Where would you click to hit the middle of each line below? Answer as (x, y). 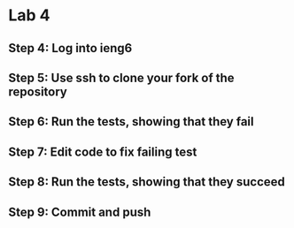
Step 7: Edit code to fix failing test (103, 152)
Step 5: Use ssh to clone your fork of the (122, 77)
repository (38, 91)
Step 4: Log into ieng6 (70, 48)
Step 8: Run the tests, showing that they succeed (147, 182)
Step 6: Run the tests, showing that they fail (131, 122)
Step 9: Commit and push (80, 212)
